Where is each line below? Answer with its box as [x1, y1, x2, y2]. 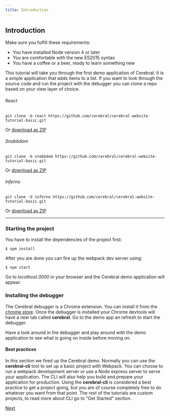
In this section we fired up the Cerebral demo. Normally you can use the [5, 357, 155, 363]
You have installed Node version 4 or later [12, 49, 100, 56]
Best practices [5, 346, 36, 352]
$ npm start [5, 265, 30, 270]
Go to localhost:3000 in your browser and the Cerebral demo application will [5, 274, 165, 280]
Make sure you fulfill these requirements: [5, 39, 91, 46]
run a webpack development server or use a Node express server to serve [5, 368, 160, 375]
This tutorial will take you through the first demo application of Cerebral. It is [5, 70, 164, 76]
